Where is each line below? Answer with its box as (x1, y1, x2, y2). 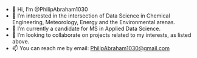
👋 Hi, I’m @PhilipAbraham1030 (12, 6, 88, 13)
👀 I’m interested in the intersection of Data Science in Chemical (12, 12, 170, 19)
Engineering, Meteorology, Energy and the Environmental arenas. (12, 19, 175, 25)
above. (12, 38, 30, 45)
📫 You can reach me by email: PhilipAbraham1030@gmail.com (12, 45, 170, 51)
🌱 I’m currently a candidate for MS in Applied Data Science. (12, 25, 161, 32)
